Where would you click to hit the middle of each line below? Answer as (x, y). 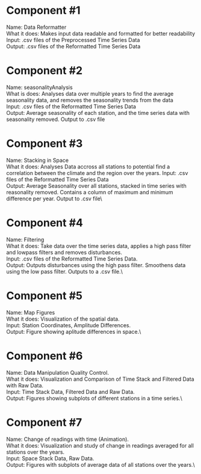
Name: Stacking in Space (38, 160)
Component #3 (45, 143)
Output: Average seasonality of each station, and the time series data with (98, 112)
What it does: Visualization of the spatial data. (63, 319)
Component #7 (44, 422)
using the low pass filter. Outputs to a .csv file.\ (65, 271)
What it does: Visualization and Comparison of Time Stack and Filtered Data (100, 379)
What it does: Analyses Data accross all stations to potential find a (88, 167)
